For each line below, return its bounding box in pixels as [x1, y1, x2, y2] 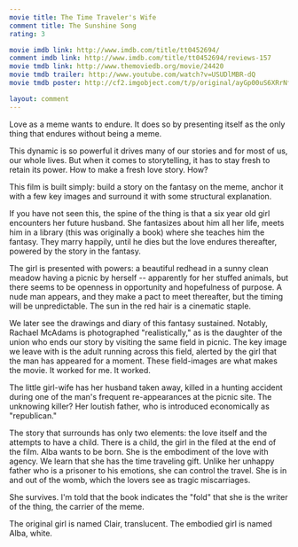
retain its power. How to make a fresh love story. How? [9, 164, 208, 175]
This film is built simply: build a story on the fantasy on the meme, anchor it [9, 181, 284, 191]
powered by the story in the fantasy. [9, 246, 142, 256]
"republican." [9, 410, 58, 421]
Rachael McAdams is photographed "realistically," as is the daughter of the [9, 327, 283, 338]
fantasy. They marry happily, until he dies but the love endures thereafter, [9, 236, 278, 246]
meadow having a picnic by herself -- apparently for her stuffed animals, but [9, 272, 289, 283]
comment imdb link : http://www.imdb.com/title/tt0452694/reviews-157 [9, 54, 272, 63]
